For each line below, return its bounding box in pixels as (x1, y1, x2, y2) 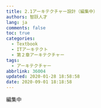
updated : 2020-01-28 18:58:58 (6, 74, 80, 79)
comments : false (6, 25, 46, 31)
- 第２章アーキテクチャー (11, 52, 65, 58)
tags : (6, 57, 19, 63)
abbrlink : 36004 (6, 68, 46, 74)
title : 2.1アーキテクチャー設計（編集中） (6, 8, 98, 15)
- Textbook (11, 41, 38, 47)
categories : (6, 36, 35, 41)
